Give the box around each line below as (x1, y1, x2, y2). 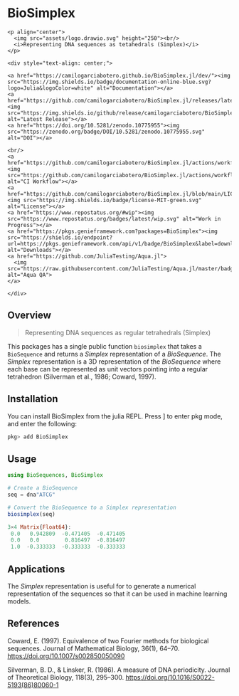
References (7, 618, 60, 630)
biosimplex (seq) (7, 510, 55, 517)
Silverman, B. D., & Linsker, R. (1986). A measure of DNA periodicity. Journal (7, 665, 230, 674)
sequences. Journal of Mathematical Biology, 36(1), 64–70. (7, 644, 180, 653)
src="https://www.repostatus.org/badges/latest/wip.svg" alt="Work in (7, 215, 221, 222)
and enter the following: (7, 419, 77, 428)
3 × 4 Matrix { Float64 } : (7, 523, 72, 531)
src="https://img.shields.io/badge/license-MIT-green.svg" (23, 196, 202, 204)
